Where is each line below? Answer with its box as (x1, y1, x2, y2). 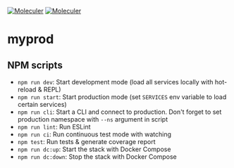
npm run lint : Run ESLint (17, 123, 91, 131)
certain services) (17, 101, 67, 108)
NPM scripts (7, 59, 63, 71)
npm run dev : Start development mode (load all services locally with (17, 78, 214, 86)
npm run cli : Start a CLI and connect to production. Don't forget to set (17, 108, 222, 116)
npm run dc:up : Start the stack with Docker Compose (17, 145, 171, 153)
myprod (7, 32, 54, 47)
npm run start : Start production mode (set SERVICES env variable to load (17, 93, 227, 101)
